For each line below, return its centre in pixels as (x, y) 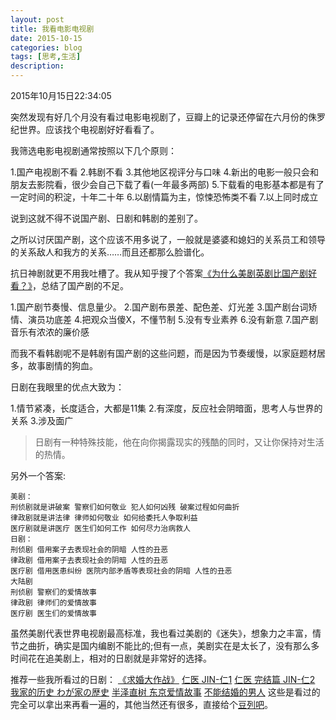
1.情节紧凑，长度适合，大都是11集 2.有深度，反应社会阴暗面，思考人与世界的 (166, 408)
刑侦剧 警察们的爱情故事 (53, 592)
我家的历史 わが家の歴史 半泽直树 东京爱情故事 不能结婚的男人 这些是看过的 (165, 692)
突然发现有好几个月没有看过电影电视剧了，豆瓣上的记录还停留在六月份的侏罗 (168, 117)
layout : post (37, 19)
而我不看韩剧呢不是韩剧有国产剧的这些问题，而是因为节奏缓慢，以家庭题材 (163, 353)
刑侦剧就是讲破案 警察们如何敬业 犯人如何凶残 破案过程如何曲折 (125, 507)
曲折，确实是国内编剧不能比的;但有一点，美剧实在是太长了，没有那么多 (173, 645)
